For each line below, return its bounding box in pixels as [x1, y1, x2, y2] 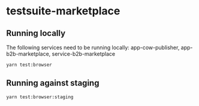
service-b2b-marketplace [52, 50, 116, 57]
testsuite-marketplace [6, 4, 120, 18]
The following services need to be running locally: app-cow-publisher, [6, 44, 180, 51]
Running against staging [6, 78, 99, 88]
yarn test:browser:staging [6, 94, 74, 100]
